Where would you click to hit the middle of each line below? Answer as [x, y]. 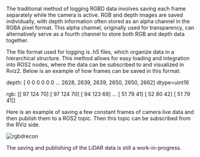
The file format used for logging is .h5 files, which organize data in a [90, 52]
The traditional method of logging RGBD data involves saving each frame [96, 9]
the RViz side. [23, 124]
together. [17, 40]
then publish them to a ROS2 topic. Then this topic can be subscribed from [99, 118]
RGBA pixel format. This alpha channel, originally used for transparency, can [100, 27]
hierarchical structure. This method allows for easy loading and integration [98, 58]
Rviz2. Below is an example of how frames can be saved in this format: [93, 71]
